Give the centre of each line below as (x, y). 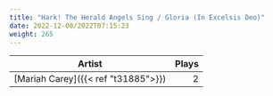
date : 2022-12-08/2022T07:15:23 (69, 26)
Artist (90, 64)
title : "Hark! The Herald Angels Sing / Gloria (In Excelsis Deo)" (137, 17)
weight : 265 (31, 34)
